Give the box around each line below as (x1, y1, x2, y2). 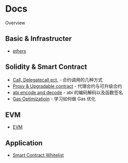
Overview (5, 20, 25, 26)
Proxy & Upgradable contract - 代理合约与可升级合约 (12, 83, 122, 89)
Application (5, 139, 43, 147)
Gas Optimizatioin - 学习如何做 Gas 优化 (12, 96, 96, 102)
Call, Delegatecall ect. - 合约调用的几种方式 (12, 76, 103, 83)
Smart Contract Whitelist (12, 152, 64, 158)
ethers (12, 48, 26, 54)
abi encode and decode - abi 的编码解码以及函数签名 (12, 89, 123, 95)
